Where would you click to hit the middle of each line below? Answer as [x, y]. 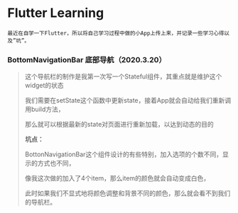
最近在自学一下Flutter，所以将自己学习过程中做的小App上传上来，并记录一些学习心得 [116, 33]
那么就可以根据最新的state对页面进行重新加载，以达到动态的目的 [119, 125]
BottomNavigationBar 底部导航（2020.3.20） [87, 59]
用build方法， [45, 109]
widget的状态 [44, 86]
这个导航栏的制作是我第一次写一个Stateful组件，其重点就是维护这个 [123, 76]
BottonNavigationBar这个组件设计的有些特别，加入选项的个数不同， [123, 154]
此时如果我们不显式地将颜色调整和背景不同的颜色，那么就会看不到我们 [128, 193]
